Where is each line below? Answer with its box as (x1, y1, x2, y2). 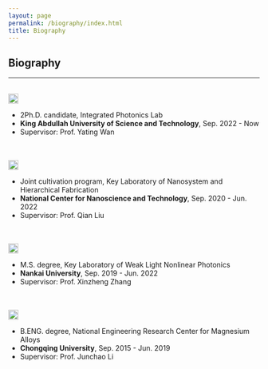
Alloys (19, 335, 41, 344)
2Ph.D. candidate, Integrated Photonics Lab (19, 110, 164, 120)
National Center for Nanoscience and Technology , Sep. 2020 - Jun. (19, 193, 247, 204)
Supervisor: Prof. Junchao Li (19, 352, 114, 362)
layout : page (8, 11, 52, 20)
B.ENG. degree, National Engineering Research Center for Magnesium (19, 327, 250, 336)
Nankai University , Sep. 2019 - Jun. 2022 (19, 268, 158, 278)
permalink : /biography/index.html (8, 19, 124, 27)
